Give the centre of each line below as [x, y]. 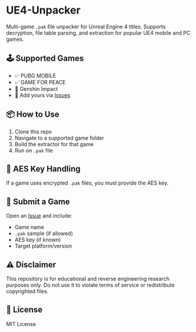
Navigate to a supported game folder [59, 138]
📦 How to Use [33, 115]
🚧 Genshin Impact [36, 88]
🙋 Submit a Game [38, 201]
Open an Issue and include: [39, 216]
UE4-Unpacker [43, 10]
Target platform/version [43, 246]
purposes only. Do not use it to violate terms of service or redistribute [90, 285]
